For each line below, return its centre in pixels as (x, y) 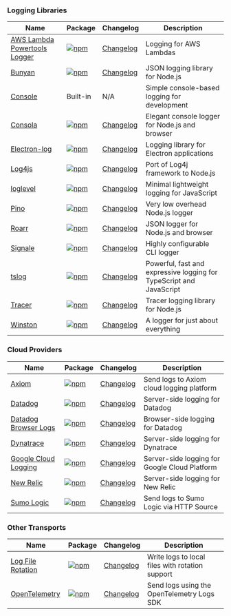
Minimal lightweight (177, 185)
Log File (23, 561)
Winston (24, 325)
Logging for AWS (173, 44)
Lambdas (161, 52)
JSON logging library (179, 68)
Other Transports (37, 527)
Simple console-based (183, 88)
